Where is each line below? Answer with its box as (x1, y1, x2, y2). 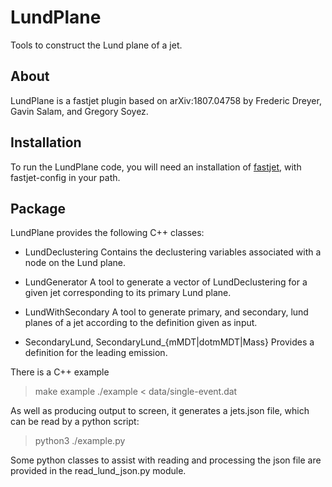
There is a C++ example (10, 366, 110, 378)
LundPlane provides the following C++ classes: (10, 227, 205, 239)
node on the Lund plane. (24, 257, 126, 269)
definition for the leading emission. (24, 347, 168, 359)
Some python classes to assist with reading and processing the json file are (10, 454, 322, 466)
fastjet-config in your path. (10, 171, 121, 183)
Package (10, 200, 67, 217)
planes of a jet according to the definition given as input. (24, 317, 258, 329)
